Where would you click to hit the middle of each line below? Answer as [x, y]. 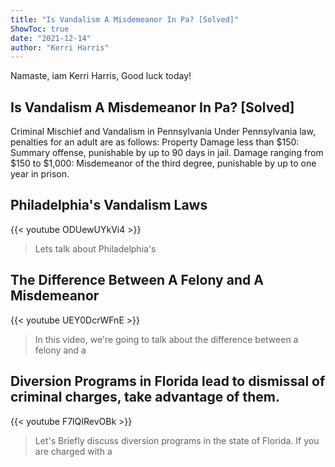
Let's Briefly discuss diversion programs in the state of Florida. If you [177, 440]
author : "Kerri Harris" [60, 47]
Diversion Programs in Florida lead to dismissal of [168, 381]
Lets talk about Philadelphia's [95, 248]
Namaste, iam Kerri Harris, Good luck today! [101, 76]
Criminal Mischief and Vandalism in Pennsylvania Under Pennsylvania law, [163, 132]
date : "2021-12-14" [51, 38]
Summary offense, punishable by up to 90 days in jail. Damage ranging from [167, 153]
